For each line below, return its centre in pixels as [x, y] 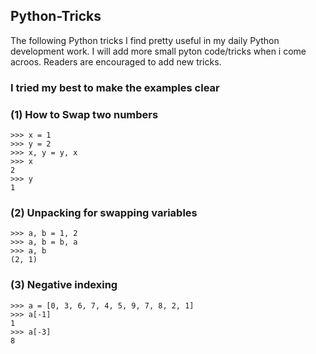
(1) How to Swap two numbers [84, 114]
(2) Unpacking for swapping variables [104, 212]
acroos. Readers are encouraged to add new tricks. [116, 61]
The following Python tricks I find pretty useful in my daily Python [145, 40]
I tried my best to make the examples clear [115, 87]
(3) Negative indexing [64, 285]
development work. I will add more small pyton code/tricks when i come [158, 51]
